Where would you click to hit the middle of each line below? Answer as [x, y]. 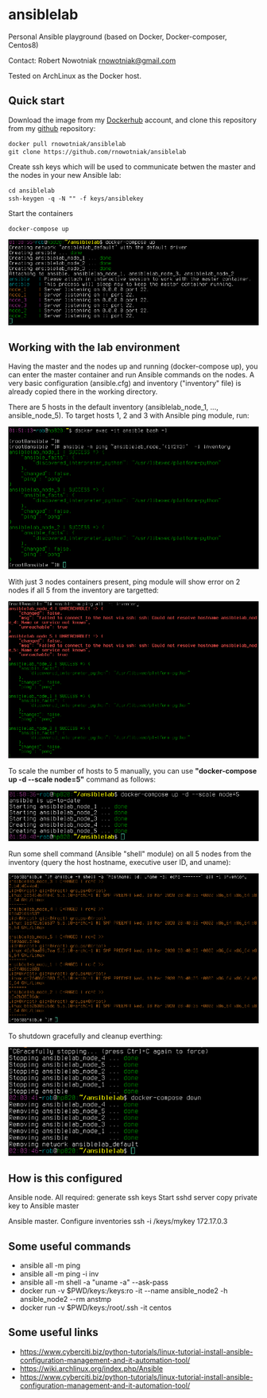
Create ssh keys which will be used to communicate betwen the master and [132, 166]
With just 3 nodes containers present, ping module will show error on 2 [124, 582]
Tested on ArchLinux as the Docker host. [75, 75]
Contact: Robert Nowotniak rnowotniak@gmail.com [92, 60]
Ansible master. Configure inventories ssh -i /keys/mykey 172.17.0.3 [118, 1222]
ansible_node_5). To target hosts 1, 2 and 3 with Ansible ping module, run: [129, 415]
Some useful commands [70, 1246]
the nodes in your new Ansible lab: [65, 175]
